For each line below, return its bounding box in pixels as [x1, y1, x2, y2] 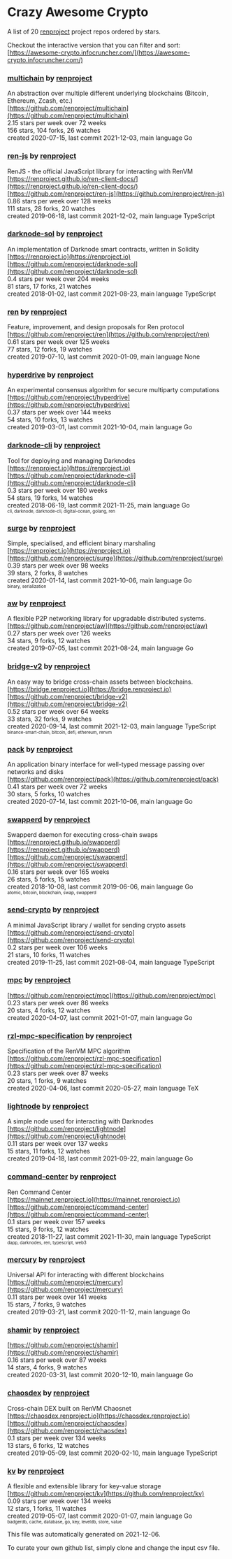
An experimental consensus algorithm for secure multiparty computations [7, 386, 220, 394]
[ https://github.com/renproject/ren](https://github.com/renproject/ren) [7, 330, 210, 339]
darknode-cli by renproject [7, 440, 101, 450]
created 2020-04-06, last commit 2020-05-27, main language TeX [7, 1084, 199, 1093]
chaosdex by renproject [7, 1388, 89, 1398]
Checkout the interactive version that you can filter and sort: [7, 41, 180, 49]
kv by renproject [7, 1466, 64, 1476]
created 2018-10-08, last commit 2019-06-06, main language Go [7, 882, 194, 891]
